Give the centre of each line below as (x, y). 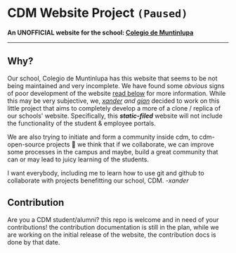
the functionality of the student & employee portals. (81, 123)
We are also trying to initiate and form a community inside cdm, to (103, 137)
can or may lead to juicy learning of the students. (78, 159)
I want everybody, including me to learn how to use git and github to (106, 173)
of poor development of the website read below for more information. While (117, 93)
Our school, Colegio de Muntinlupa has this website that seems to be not (112, 78)
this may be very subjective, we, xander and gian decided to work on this (113, 101)
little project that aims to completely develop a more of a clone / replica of (114, 108)
